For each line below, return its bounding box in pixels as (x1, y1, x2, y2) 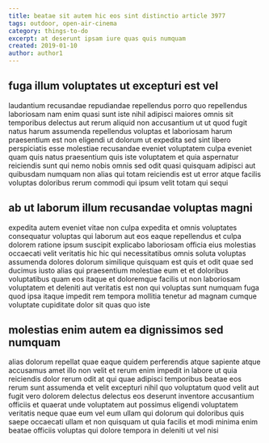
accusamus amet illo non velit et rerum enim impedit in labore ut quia (8, 366, 237, 375)
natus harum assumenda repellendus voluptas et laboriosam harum (8, 126, 233, 136)
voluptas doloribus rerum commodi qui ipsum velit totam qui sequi (8, 178, 229, 187)
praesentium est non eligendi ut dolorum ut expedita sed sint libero (8, 135, 232, 144)
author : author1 (8, 49, 63, 57)
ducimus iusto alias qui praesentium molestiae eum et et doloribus (8, 265, 229, 275)
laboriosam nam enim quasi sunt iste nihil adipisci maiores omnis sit (8, 109, 234, 119)
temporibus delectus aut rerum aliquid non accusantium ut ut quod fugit (8, 118, 248, 127)
